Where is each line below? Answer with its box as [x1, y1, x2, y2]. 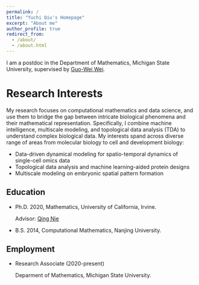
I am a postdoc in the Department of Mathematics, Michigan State [6, 59, 170, 66]
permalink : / [6, 8, 39, 15]
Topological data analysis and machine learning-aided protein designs [14, 163, 190, 170]
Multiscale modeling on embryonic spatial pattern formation [14, 170, 164, 177]
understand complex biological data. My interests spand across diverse [6, 132, 184, 139]
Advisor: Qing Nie [14, 215, 59, 222]
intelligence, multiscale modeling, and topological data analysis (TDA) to [6, 126, 186, 133]
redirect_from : [6, 31, 45, 37]
